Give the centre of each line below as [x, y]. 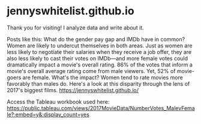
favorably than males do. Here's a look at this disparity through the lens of [98, 84]
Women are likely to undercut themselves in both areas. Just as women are [100, 46]
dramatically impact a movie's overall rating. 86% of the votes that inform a [100, 65]
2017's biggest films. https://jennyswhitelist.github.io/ [73, 90]
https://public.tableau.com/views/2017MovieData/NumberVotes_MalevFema [101, 108]
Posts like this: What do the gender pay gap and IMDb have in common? [96, 39]
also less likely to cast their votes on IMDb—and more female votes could [97, 58]
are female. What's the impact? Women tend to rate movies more [103, 77]
